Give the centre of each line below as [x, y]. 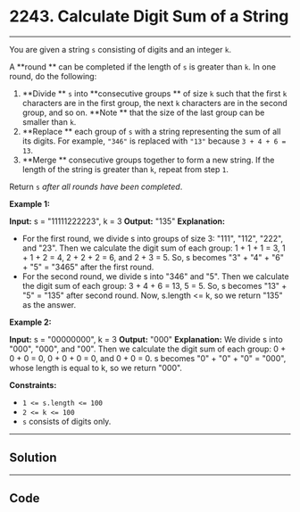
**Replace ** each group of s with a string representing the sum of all [151, 131]
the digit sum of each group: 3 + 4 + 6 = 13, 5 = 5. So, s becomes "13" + [154, 285]
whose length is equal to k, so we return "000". [96, 367]
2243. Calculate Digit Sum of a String [149, 17]
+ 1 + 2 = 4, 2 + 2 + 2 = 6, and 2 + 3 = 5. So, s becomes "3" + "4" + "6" [153, 257]
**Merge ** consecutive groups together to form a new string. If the [148, 160]
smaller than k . [49, 121]
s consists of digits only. [67, 421]
